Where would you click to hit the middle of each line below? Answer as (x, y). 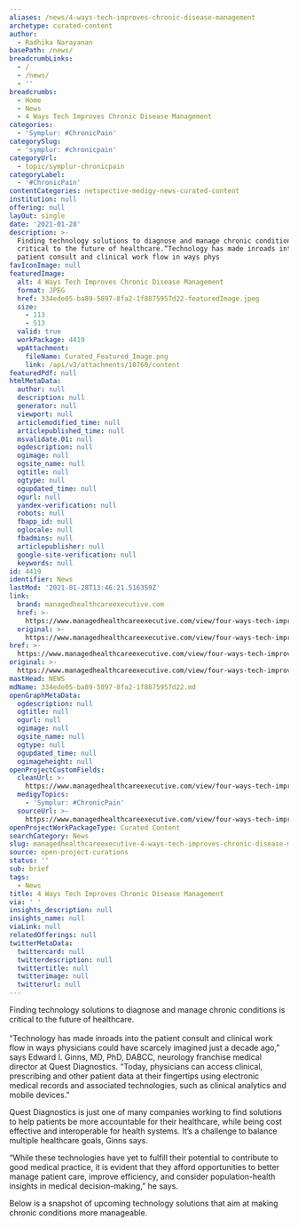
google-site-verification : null (77, 555)
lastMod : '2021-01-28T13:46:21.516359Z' (85, 588)
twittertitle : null (53, 968)
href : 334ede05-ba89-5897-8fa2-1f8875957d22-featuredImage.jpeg (138, 299)
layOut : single (37, 216)
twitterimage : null (53, 976)
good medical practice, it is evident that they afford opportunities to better (145, 1167)
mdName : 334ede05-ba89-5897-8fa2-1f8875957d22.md (103, 687)
